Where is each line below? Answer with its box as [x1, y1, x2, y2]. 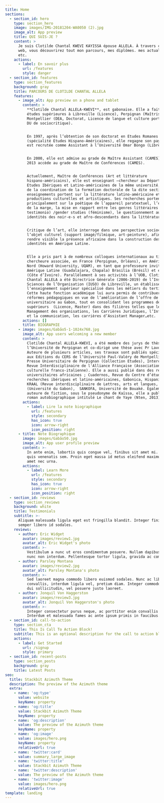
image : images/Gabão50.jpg [22, 436, 78, 441]
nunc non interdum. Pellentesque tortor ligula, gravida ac [26, 554, 152, 559]
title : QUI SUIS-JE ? [14, 35, 58, 40]
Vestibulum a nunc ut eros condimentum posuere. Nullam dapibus [26, 550, 161, 555]
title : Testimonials [14, 509, 56, 514]
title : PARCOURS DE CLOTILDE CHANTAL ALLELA [14, 89, 106, 94]
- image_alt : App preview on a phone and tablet [18, 98, 119, 103]
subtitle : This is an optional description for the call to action [14, 631, 154, 636]
